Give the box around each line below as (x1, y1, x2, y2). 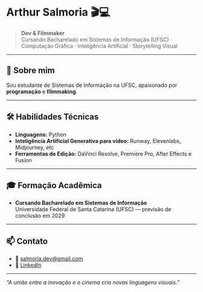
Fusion (14, 156, 32, 163)
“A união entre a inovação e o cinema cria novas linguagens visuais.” (6, 279, 180, 286)
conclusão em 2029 (14, 212, 65, 220)
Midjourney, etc (14, 144, 54, 151)
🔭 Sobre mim (6, 65, 56, 76)
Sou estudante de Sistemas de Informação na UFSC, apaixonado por (6, 81, 178, 89)
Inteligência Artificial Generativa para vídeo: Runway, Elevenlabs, (14, 137, 181, 144)
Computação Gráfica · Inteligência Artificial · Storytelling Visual (21, 42, 178, 49)
